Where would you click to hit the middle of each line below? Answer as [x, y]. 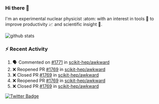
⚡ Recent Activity [27, 49]
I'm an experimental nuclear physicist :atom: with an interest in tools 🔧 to [80, 19]
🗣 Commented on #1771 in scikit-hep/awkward [61, 62]
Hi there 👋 [17, 8]
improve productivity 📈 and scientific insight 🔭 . [54, 24]
